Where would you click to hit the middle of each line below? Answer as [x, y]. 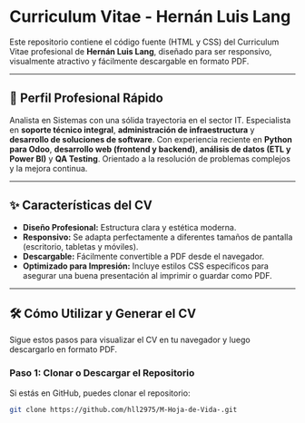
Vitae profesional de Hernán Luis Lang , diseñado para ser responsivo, [141, 51]
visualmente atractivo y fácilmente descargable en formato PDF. [129, 61]
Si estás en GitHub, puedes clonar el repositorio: [100, 393]
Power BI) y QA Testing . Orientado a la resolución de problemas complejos [150, 158]
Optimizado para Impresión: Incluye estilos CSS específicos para [146, 266]
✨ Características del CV [81, 206]
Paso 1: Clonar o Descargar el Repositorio [102, 373]
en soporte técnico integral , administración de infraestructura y [132, 130]
